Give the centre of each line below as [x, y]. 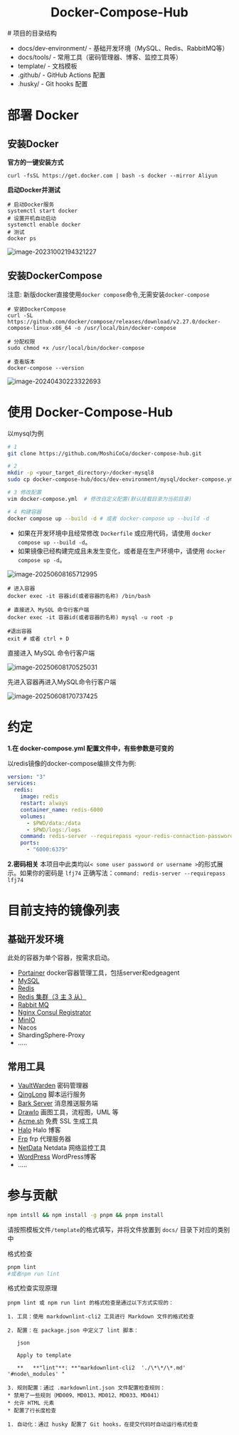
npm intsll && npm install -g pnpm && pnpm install [85, 1215]
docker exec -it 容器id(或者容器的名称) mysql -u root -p [90, 617]
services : [22, 783]
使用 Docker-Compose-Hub [90, 412]
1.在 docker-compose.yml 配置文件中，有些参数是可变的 [91, 748]
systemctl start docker [43, 211]
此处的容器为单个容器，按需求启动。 [60, 958]
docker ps [22, 238]
